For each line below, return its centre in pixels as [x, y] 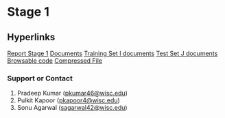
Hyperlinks [31, 37]
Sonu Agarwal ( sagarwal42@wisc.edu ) [72, 108]
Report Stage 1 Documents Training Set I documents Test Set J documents [113, 53]
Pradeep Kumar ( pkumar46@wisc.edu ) [72, 93]
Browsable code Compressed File [55, 61]
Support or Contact [40, 78]
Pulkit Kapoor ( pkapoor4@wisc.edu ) [68, 100]
